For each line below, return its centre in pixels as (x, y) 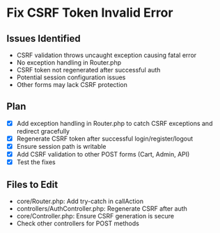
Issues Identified (44, 39)
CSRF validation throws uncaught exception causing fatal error (107, 55)
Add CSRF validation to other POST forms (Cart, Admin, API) (103, 154)
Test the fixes (36, 162)
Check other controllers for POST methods (78, 223)
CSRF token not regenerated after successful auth (88, 70)
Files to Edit (32, 185)
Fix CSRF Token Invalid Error (90, 13)
